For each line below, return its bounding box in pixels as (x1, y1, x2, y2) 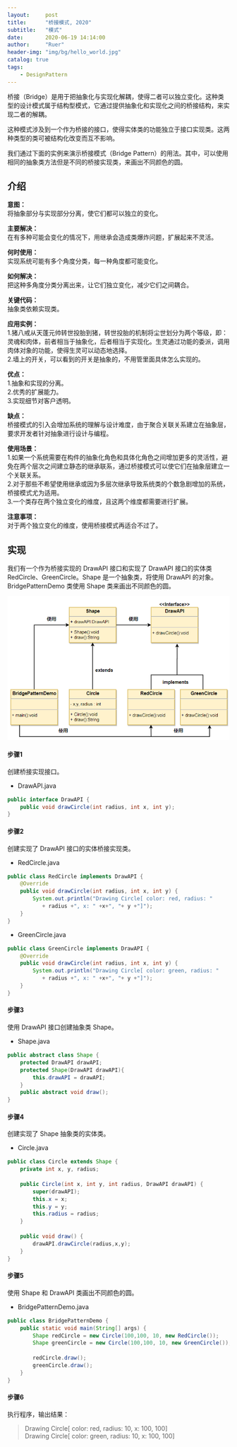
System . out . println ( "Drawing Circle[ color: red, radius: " (32, 895, 213, 902)
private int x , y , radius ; (20, 1166, 99, 1173)
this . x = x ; (32, 1195, 68, 1202)
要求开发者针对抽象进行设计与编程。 (7, 429, 113, 438)
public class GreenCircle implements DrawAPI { (7, 945, 150, 952)
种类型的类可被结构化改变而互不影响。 (7, 134, 119, 142)
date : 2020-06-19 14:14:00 (7, 34, 106, 41)
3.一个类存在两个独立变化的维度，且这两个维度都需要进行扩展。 (7, 497, 193, 506)
